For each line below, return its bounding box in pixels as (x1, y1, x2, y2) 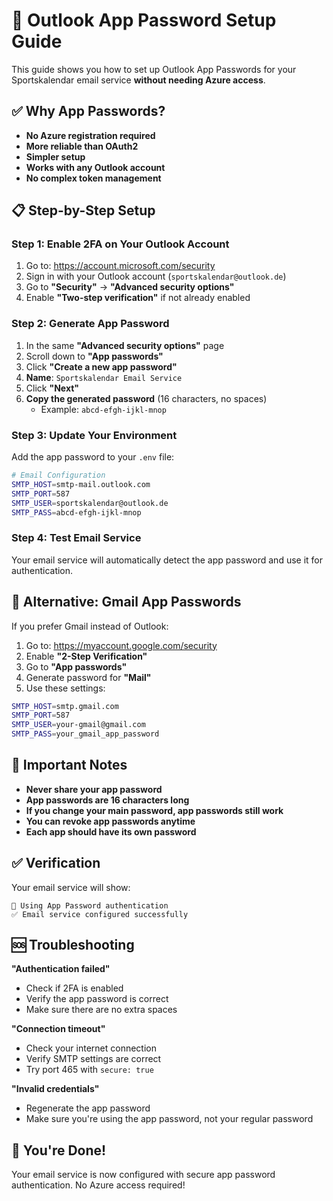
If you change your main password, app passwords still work (25, 804, 284, 816)
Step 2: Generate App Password (11, 317, 170, 331)
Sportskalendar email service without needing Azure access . (11, 74, 266, 86)
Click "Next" (25, 382, 80, 394)
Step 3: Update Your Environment (11, 428, 178, 442)
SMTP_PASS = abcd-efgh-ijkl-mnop (11, 507, 142, 518)
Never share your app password (25, 783, 163, 795)
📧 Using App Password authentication (11, 900, 169, 911)
